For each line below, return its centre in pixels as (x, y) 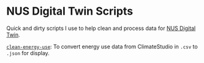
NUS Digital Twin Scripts (70, 11)
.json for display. (28, 53)
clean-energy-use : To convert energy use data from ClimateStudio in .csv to (102, 46)
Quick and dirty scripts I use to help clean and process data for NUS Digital (101, 28)
